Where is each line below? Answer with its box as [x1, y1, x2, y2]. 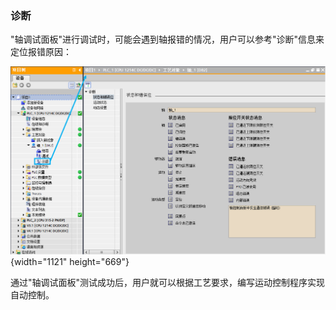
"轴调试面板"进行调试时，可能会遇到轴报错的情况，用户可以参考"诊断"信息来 [10, 33, 325, 46]
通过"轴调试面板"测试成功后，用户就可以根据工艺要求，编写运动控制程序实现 [10, 277, 326, 289]
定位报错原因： [10, 46, 72, 58]
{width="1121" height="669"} [10, 256, 130, 268]
